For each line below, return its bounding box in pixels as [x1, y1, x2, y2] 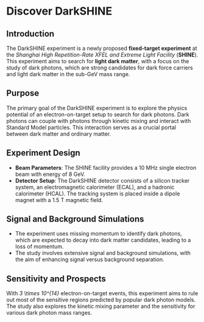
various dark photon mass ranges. [6, 309, 93, 317]
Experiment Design [6, 148, 80, 158]
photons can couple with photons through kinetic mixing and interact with [6, 117, 191, 124]
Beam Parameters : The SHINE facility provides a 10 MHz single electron [15, 164, 197, 171]
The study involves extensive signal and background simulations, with [15, 250, 191, 257]
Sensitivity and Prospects [6, 273, 107, 284]
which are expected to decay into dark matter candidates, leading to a [15, 236, 191, 244]
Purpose [6, 88, 40, 99]
